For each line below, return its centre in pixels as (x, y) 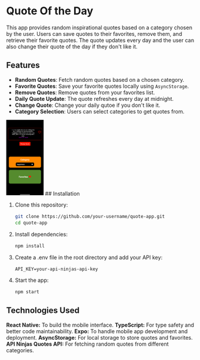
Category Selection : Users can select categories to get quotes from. (100, 111)
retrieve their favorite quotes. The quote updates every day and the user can (100, 40)
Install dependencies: (41, 235)
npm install (30, 246)
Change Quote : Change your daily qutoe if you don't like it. (87, 105)
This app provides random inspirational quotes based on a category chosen (99, 27)
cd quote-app (31, 223)
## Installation (62, 193)
